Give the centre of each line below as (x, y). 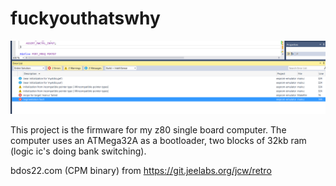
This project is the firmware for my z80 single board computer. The (148, 130)
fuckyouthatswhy (85, 18)
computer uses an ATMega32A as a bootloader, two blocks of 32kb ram (158, 141)
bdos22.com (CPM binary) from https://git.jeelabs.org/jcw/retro (141, 171)
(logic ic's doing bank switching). (78, 151)
